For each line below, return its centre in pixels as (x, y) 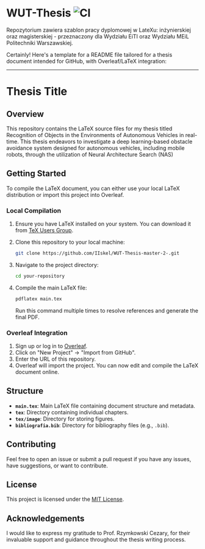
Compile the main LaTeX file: (51, 288)
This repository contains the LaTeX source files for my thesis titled (89, 129)
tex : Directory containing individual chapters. (72, 412)
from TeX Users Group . (44, 230)
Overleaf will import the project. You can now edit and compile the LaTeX (107, 365)
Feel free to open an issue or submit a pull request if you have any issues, (99, 459)
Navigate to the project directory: (57, 264)
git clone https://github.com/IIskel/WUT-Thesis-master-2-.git (97, 253)
